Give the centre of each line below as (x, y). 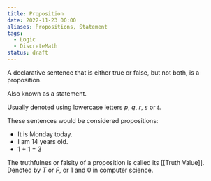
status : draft (28, 53)
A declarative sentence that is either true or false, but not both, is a (103, 72)
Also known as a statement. (47, 93)
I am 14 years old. (43, 141)
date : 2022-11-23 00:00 (42, 20)
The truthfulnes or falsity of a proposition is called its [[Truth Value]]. (106, 162)
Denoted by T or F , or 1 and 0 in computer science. (80, 170)
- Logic (25, 40)
